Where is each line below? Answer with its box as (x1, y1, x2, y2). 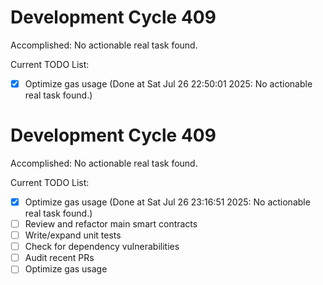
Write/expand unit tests (24, 229, 122, 241)
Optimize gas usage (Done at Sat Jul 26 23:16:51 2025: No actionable (24, 196, 311, 208)
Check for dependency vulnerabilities (24, 241, 180, 253)
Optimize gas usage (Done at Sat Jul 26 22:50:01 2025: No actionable (24, 77, 313, 90)
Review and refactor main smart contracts (24, 218, 198, 230)
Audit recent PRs (24, 252, 95, 264)
